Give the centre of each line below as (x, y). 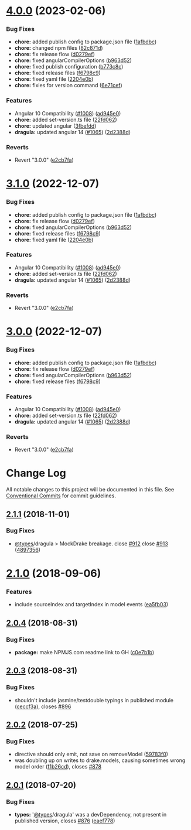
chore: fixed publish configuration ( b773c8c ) (69, 67)
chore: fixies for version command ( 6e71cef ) (69, 86)
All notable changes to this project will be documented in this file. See (90, 490)
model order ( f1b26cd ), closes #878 (58, 767)
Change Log (36, 473)
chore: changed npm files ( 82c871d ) (59, 48)
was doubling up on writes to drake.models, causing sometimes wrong (100, 760)
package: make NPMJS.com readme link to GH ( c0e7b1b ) (84, 653)
